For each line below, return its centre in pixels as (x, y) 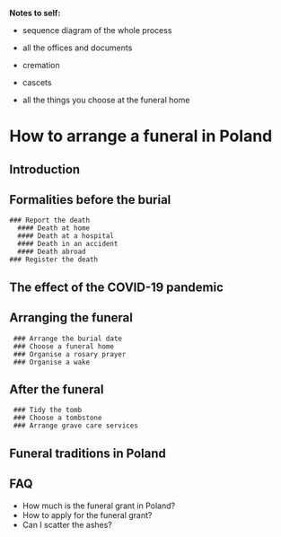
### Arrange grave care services (76, 426)
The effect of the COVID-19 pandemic (117, 287)
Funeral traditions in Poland (88, 453)
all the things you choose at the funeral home (106, 100)
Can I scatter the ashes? (67, 524)
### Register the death (54, 260)
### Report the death (50, 220)
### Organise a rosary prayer (70, 354)
